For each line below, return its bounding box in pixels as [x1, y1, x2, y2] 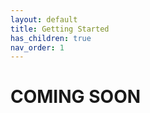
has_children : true [10, 33, 92, 43]
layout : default [10, 14, 78, 25]
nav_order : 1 [10, 42, 65, 53]
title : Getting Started [10, 24, 110, 34]
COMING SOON [10, 86, 142, 108]
